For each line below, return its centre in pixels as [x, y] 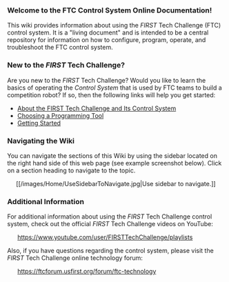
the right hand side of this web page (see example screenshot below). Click [114, 163]
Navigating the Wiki [41, 141]
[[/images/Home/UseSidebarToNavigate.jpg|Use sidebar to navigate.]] [116, 183]
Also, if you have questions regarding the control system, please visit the [110, 251]
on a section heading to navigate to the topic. [71, 170]
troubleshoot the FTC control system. [60, 48]
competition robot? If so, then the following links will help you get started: [111, 94]
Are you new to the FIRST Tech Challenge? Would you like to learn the [107, 80]
